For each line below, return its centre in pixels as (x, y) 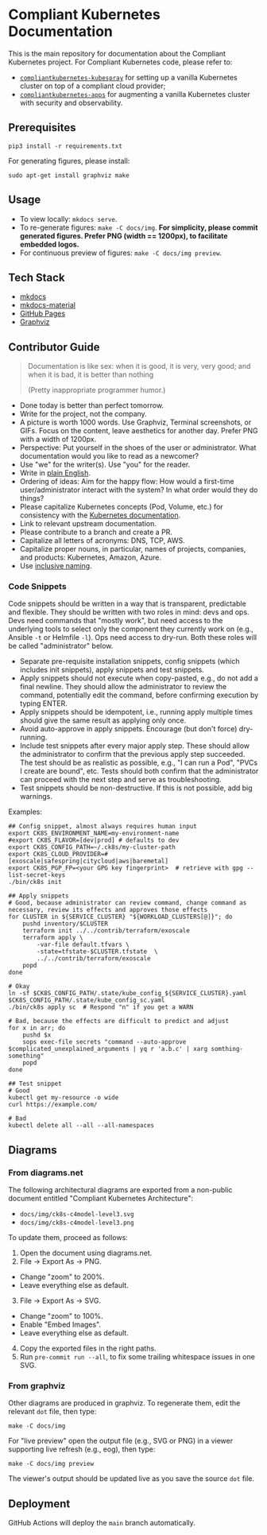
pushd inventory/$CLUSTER (66, 924)
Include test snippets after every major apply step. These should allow (135, 746)
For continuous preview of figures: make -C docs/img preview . (121, 253)
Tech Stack (37, 277)
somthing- (227, 1049)
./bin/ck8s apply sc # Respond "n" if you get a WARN (101, 1007)
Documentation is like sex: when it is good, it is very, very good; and (139, 366)
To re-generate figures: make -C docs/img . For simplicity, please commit (139, 227)
